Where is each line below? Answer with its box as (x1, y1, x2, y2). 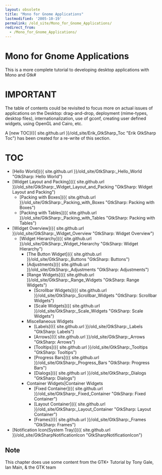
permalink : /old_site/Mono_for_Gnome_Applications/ (5, 20, 112, 26)
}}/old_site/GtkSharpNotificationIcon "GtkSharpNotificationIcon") (12, 432, 143, 438)
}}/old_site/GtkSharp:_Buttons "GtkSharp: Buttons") (26, 256, 130, 262)
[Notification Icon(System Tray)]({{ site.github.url (12, 427, 111, 433)
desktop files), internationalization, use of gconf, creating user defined (5, 115, 146, 121)
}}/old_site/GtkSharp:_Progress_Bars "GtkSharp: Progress (34, 360, 150, 365)
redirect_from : (5, 25, 36, 30)
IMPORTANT (5, 89, 57, 100)
